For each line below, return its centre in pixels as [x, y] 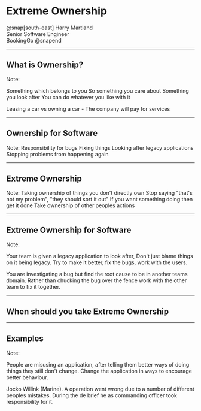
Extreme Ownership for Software [69, 230]
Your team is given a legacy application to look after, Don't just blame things [100, 256]
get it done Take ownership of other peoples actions [71, 205]
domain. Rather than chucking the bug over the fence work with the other [97, 280]
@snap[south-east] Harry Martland [49, 28]
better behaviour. [28, 377]
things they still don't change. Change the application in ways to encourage [99, 371]
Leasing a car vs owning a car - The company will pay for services [88, 108]
